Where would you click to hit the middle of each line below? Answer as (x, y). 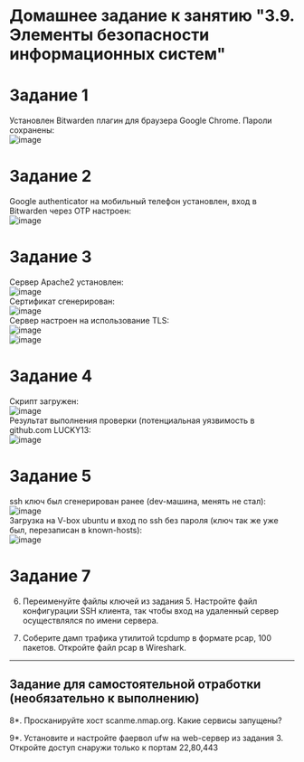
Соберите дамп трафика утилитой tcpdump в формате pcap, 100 (147, 637)
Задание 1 (49, 95)
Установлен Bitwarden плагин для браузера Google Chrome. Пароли (141, 121)
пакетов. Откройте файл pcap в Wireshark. (104, 647)
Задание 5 (51, 476)
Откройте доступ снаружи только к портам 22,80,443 (114, 748)
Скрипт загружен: (44, 401)
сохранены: (32, 130)
